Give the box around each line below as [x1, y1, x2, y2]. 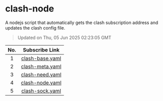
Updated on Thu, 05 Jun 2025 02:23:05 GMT [17, 34, 112, 40]
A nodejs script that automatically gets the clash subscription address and [5, 19, 158, 25]
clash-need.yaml [21, 71, 62, 78]
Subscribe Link [23, 46, 60, 53]
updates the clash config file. [5, 24, 65, 30]
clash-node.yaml [21, 79, 62, 86]
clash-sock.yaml [21, 87, 61, 94]
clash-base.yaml [21, 54, 62, 61]
